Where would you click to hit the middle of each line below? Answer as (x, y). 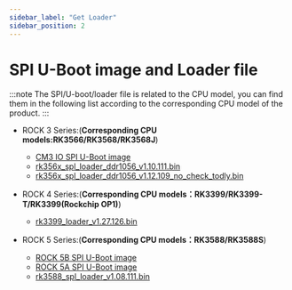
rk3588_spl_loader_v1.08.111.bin (93, 277)
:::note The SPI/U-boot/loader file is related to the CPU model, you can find (146, 94)
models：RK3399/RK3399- (211, 194)
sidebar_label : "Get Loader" (63, 17)
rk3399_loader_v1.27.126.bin (86, 222)
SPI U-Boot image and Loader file (134, 70)
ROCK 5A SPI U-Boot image (86, 267)
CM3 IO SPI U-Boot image (83, 157)
